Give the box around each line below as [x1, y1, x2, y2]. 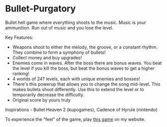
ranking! [12, 70, 30, 76]
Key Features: [5, 34, 33, 40]
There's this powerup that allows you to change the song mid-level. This [12, 81, 161, 87]
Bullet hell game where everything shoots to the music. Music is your [5, 19, 147, 25]
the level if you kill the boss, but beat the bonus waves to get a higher [12, 65, 155, 71]
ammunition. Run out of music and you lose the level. [5, 24, 113, 30]
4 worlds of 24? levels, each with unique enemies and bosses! [12, 76, 140, 82]
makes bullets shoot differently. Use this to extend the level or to [12, 86, 144, 92]
